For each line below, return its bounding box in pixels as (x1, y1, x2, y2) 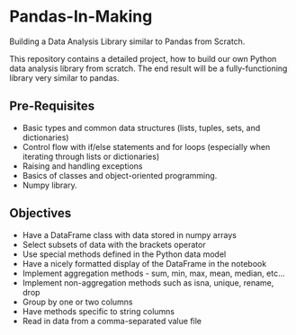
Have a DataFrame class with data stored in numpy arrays (22, 229, 237, 240)
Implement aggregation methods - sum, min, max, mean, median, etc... (22, 268, 285, 278)
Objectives (9, 206, 72, 221)
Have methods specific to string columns (22, 305, 175, 316)
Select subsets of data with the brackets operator (22, 239, 206, 250)
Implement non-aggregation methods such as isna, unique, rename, (22, 277, 274, 288)
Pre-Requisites (9, 99, 95, 114)
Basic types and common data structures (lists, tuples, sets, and (22, 122, 261, 133)
